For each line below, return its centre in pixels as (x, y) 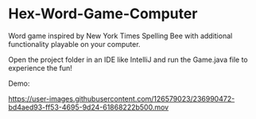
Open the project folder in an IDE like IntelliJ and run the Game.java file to (128, 59)
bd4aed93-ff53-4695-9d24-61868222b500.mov (89, 107)
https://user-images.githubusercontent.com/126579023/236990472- (122, 98)
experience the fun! (41, 67)
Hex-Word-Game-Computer (103, 14)
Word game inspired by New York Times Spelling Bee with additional (120, 36)
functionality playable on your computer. (74, 44)
